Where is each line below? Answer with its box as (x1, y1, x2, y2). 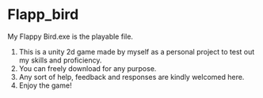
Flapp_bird (7, 6, 79, 24)
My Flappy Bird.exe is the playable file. (7, 32, 134, 41)
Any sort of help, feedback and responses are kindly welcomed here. (18, 72, 245, 81)
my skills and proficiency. (18, 55, 102, 65)
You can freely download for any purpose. (18, 63, 157, 73)
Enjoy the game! (18, 81, 72, 90)
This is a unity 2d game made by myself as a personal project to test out (18, 47, 255, 56)
